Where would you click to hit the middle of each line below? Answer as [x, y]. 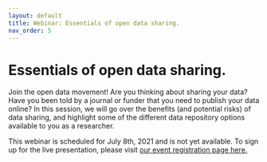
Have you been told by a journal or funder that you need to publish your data [134, 101]
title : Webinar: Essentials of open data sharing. [94, 23]
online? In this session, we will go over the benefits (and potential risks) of [130, 109]
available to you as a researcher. [61, 126]
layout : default [35, 16]
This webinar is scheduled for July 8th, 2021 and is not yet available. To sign [133, 141]
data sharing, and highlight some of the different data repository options [127, 117]
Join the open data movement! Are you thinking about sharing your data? [128, 92]
